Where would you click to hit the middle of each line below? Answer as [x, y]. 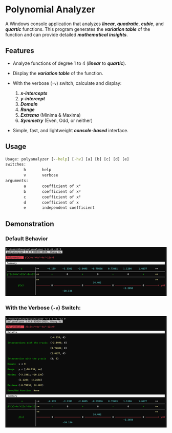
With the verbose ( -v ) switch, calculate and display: [67, 83]
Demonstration [30, 224]
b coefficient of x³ [52, 191]
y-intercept [33, 98]
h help [38, 170]
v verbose [41, 175]
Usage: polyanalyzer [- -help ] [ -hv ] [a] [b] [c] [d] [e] [67, 159]
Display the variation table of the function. [58, 73]
